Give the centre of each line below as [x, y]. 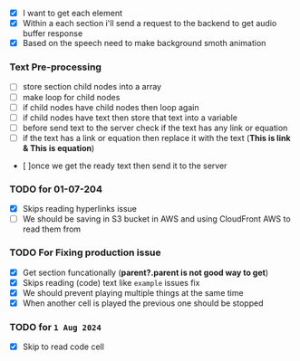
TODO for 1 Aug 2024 [55, 327]
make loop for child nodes [71, 97]
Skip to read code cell [63, 347]
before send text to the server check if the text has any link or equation [155, 128]
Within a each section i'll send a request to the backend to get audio [150, 24]
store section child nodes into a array [92, 87]
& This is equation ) [58, 147]
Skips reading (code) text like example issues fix [111, 282]
